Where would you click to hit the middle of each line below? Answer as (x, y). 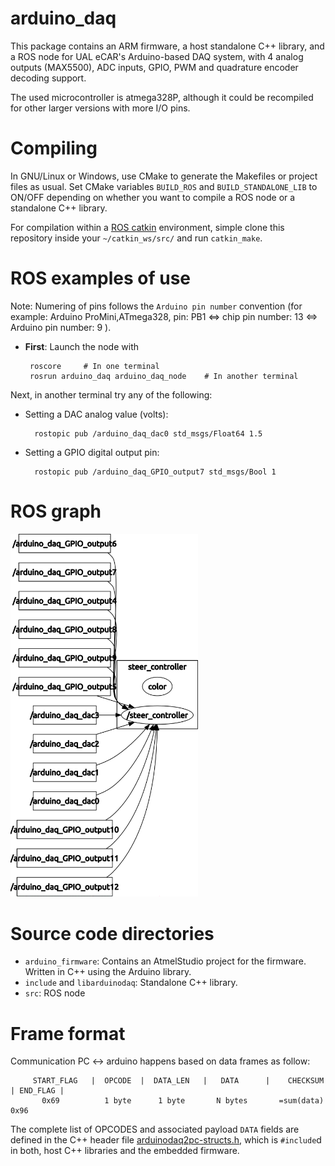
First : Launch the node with (81, 346)
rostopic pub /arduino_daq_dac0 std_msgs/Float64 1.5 (148, 433)
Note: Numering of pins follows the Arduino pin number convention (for (156, 306)
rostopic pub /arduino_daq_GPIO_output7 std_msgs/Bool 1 (155, 472)
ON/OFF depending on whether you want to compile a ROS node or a (153, 197)
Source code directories (112, 933)
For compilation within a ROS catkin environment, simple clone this (147, 227)
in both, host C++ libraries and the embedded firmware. (125, 1151)
